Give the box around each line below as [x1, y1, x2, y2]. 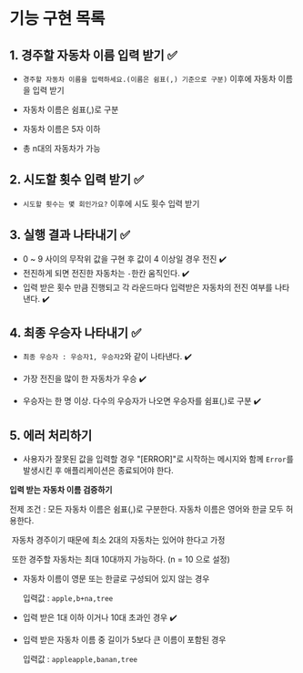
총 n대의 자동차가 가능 [22, 143, 101, 153]
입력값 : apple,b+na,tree [22, 593, 114, 604]
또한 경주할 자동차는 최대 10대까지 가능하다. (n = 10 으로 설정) [11, 554, 230, 565]
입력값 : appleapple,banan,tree [22, 654, 138, 665]
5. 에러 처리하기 [9, 428, 93, 443]
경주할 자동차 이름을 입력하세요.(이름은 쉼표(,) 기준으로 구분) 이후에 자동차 [22, 74, 277, 84]
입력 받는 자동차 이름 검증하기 [9, 484, 113, 495]
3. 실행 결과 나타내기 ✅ [9, 227, 130, 243]
